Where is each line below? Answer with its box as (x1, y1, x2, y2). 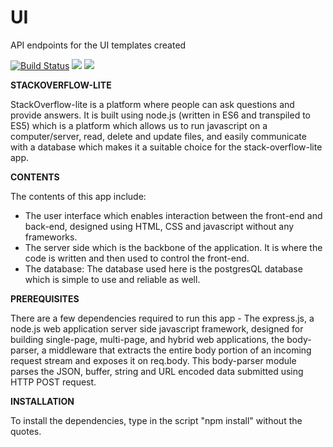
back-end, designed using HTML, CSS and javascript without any (24, 220, 295, 232)
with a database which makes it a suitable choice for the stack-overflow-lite (10, 141, 323, 153)
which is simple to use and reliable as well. (24, 273, 201, 285)
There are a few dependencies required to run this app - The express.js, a (10, 312, 315, 324)
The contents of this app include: (10, 190, 147, 202)
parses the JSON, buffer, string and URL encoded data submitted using (10, 365, 304, 377)
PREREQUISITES (10, 292, 80, 305)
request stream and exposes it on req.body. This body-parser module (10, 354, 297, 366)
